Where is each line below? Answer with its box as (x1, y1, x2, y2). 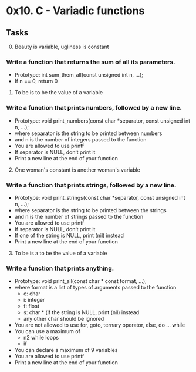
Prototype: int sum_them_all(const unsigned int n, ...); (14, 71, 144, 78)
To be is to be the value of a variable (14, 89, 103, 96)
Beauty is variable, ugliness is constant (14, 43, 110, 50)
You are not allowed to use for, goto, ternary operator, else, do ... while (14, 321, 185, 328)
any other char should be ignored (23, 315, 104, 322)
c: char (23, 290, 40, 297)
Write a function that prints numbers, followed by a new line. (6, 104, 182, 112)
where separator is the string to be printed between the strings (14, 206, 167, 213)
